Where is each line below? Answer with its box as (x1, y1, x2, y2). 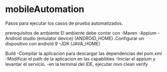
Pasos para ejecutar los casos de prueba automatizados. (5, 20, 123, 26)
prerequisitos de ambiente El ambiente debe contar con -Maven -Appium (5, 30, 157, 36)
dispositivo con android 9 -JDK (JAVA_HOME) (5, 40, 101, 46)
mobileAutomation (5, 4, 85, 15)
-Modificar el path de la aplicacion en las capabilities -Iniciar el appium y (5, 55, 156, 61)
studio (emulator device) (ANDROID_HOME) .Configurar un (22, 35, 144, 41)
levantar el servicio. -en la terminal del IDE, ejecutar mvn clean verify (5, 61, 148, 67)
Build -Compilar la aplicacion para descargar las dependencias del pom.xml (5, 50, 162, 56)
